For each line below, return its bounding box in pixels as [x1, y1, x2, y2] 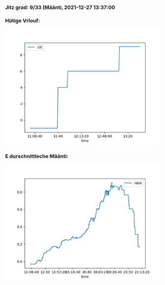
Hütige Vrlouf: [5, 17, 41, 24]
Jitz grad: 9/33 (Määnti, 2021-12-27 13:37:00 [5, 4, 115, 11]
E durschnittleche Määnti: [5, 153, 69, 160]
